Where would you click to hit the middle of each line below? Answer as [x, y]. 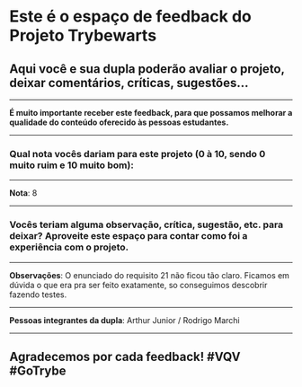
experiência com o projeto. [69, 247]
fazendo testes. [38, 295]
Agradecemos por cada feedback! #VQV [125, 356]
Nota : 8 [23, 193]
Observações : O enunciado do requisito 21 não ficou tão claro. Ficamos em [150, 275]
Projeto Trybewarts [83, 35]
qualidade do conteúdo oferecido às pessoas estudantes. [119, 122]
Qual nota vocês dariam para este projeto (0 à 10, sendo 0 [138, 154]
